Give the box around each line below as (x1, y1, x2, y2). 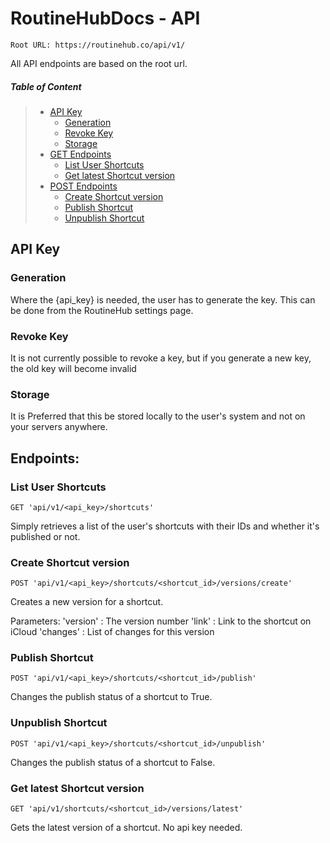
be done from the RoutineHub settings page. (10, 304, 194, 316)
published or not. (10, 530, 81, 542)
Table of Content (10, 80, 82, 92)
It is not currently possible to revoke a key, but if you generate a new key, (10, 352, 312, 364)
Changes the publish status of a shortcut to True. (10, 691, 213, 703)
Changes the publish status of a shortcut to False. (10, 756, 216, 768)
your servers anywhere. (10, 421, 108, 433)
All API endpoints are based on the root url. (10, 57, 188, 69)
